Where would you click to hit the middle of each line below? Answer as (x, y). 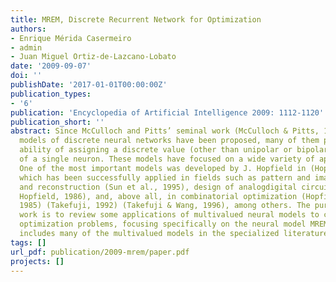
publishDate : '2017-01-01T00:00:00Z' (89, 85)
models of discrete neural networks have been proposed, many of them (169, 141)
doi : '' (26, 76)
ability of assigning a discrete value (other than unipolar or (156, 150)
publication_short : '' (57, 122)
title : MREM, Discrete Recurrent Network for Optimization (136, 19)
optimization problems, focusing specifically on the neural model (163, 224)
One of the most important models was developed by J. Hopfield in (163, 168)
